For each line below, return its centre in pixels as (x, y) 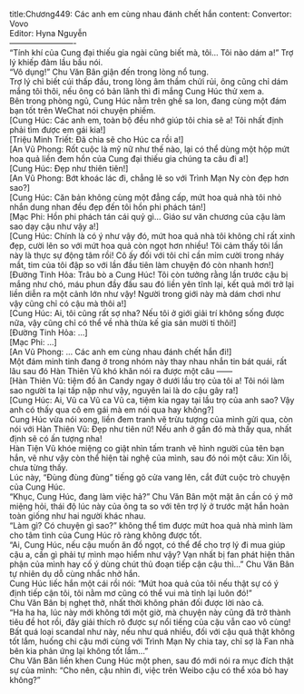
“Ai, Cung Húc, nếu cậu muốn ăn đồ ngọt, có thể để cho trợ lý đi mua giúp (147, 545)
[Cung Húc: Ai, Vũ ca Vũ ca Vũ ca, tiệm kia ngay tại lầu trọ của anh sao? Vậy (152, 400)
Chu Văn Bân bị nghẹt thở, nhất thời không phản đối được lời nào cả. (137, 603)
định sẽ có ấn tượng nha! (56, 439)
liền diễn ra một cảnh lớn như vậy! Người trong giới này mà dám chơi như (145, 294)
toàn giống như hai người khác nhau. (78, 516)
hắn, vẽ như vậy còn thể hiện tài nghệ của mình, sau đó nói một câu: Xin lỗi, (151, 458)
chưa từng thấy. (39, 467)
